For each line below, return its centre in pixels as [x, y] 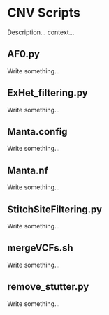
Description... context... [41, 32]
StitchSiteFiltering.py [55, 209]
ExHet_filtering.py [48, 93]
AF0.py [24, 54]
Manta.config [37, 132]
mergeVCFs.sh [40, 248]
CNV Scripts [44, 13]
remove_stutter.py [48, 287]
